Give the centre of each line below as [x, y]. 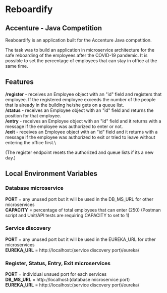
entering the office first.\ [31, 142]
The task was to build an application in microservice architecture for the [80, 50]
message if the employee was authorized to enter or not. [64, 126]
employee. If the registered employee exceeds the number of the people [80, 99]
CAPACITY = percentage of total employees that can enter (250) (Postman [83, 210]
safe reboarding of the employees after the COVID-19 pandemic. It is [76, 55]
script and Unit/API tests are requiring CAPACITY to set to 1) [67, 215]
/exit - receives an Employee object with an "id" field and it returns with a [81, 132]
